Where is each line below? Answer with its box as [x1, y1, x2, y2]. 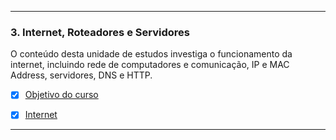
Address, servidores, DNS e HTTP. [10, 69, 153, 81]
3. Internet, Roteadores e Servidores [10, 25, 190, 39]
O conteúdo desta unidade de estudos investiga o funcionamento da [10, 48, 293, 60]
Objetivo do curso [24, 89, 99, 101]
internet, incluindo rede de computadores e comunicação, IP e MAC [10, 59, 290, 71]
